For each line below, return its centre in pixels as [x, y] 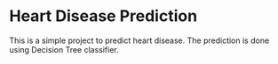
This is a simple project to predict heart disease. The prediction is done [139, 40]
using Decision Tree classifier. [64, 49]
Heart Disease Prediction [103, 16]
